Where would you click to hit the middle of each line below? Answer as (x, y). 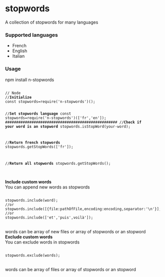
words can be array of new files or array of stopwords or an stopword (75, 232)
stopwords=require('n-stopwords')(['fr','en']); (56, 118)
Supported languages (31, 35)
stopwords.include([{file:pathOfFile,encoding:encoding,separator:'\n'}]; (83, 209)
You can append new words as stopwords (47, 187)
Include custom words (28, 182)
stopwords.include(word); (31, 200)
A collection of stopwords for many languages (52, 22)
